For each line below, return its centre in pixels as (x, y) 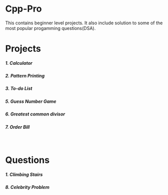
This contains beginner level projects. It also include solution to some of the (84, 23)
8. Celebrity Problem (27, 187)
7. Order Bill (17, 127)
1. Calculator (19, 63)
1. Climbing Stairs (24, 174)
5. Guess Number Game (31, 101)
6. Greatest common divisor (35, 114)
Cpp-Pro (24, 9)
